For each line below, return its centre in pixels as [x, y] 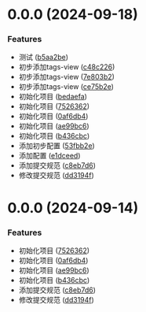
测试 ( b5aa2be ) [43, 58]
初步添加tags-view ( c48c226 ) [67, 67]
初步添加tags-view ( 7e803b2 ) [67, 77]
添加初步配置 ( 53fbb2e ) [57, 146]
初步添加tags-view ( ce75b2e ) [66, 87]
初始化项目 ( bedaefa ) [53, 97]
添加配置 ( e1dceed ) [49, 156]
